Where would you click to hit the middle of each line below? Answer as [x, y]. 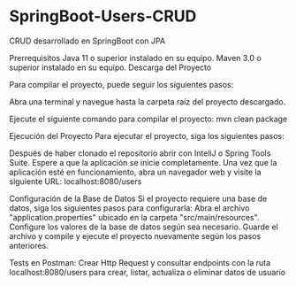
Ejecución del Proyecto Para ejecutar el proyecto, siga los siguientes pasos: [147, 135]
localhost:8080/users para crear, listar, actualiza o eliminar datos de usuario [147, 272]
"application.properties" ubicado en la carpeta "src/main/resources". [134, 217]
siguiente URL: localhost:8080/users [76, 181]
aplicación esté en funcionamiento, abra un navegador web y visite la [136, 172]
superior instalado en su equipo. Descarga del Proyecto [110, 67]
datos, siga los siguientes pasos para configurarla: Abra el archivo [129, 208]
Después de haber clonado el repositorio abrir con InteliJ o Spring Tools [140, 153]
